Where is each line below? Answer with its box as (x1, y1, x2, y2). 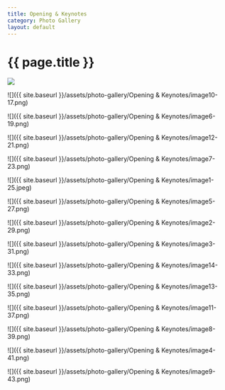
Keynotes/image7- (160, 155, 215, 163)
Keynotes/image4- (160, 346, 216, 355)
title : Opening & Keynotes (7, 10, 87, 18)
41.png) (7, 354, 30, 362)
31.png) (7, 247, 30, 256)
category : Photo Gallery (7, 17, 81, 24)
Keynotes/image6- (160, 112, 216, 121)
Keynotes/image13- (160, 282, 218, 291)
